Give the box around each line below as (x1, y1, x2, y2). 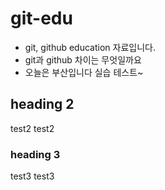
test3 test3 (10, 170, 55, 182)
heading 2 (10, 96, 75, 113)
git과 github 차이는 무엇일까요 (24, 53, 142, 66)
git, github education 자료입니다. (24, 41, 156, 53)
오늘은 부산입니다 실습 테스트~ (24, 66, 144, 78)
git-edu (10, 7, 73, 30)
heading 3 (10, 147, 61, 161)
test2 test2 (10, 122, 55, 134)
